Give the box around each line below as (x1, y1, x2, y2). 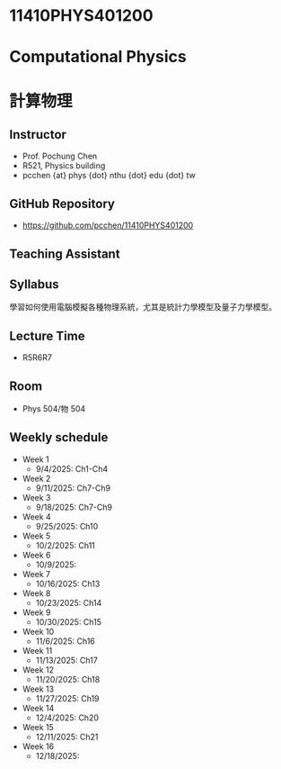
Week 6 (22, 549, 51, 560)
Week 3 (22, 492, 51, 502)
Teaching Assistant (9, 246, 120, 261)
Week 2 (22, 473, 51, 484)
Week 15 (22, 721, 54, 732)
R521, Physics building (22, 160, 106, 171)
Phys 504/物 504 (22, 403, 86, 414)
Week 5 (22, 530, 51, 541)
